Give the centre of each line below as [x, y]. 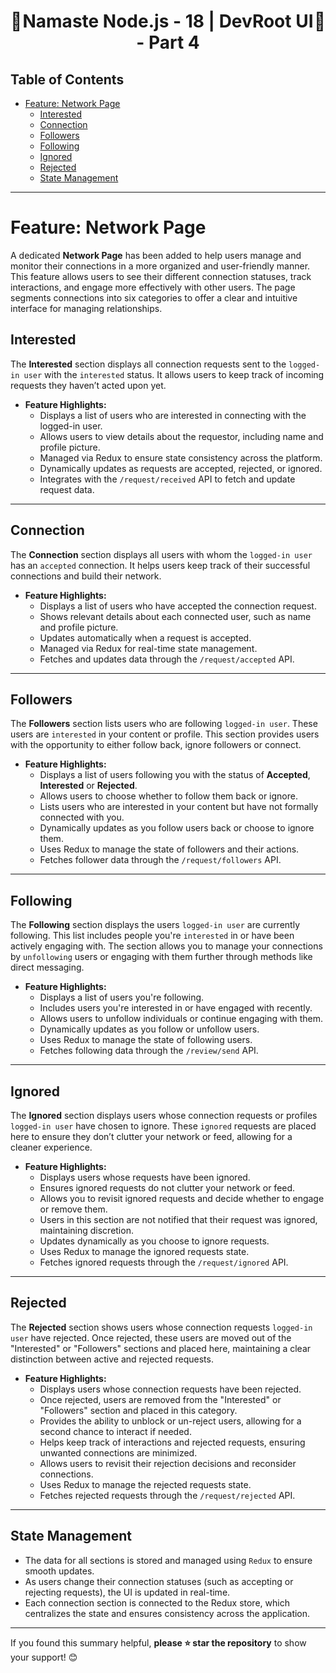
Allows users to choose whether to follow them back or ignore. [168, 796]
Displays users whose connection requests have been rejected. [170, 1389]
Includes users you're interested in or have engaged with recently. [176, 1008]
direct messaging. [47, 967]
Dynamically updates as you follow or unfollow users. [149, 1029]
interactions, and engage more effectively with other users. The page [153, 287]
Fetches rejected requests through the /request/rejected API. [167, 1495]
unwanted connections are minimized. [118, 1452]
